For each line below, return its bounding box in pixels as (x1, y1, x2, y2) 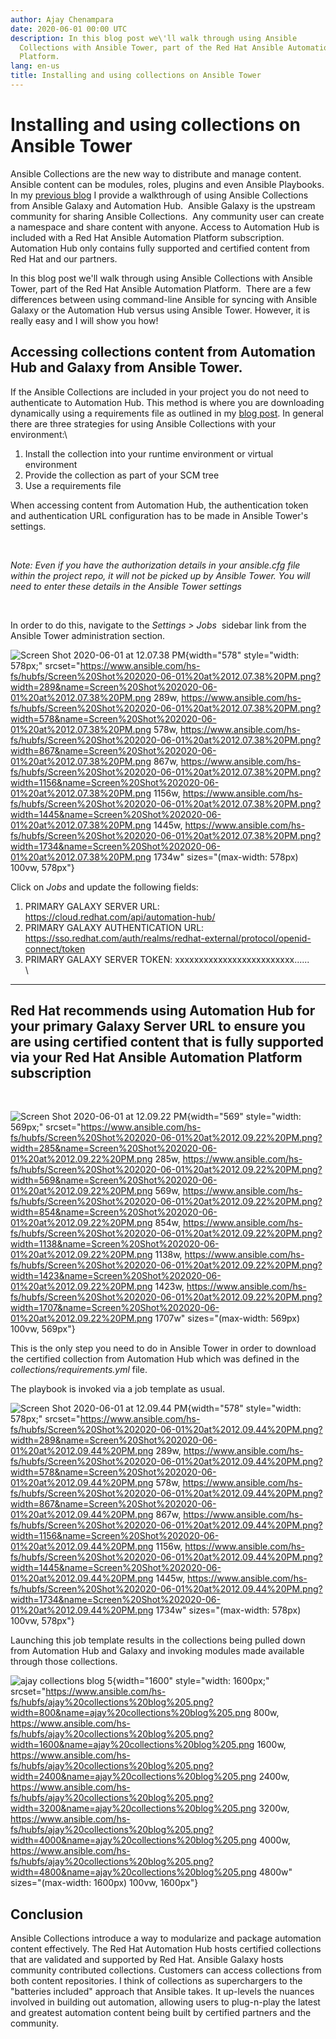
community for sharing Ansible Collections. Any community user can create (10, 210, 325, 222)
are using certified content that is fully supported (10, 1034, 324, 1051)
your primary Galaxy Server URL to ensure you (10, 1018, 306, 1035)
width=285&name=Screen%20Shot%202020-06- (10, 1142, 218, 1155)
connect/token (24, 942, 86, 955)
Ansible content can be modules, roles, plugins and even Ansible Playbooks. (10, 178, 325, 190)
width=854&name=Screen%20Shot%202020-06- (10, 1206, 218, 1218)
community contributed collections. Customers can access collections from (10, 1964, 322, 1976)
